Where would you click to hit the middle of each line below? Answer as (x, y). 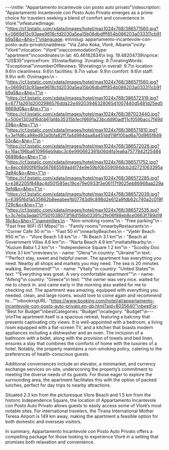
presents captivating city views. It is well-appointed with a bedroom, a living (84, 322)
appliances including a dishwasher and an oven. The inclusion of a (74, 333)
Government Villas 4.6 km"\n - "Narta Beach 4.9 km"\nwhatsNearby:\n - (80, 242)
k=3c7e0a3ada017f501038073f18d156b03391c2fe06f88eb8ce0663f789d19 (84, 215)
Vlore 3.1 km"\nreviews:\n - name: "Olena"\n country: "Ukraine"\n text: (78, 253)
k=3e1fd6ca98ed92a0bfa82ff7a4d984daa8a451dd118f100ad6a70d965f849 (83, 135)
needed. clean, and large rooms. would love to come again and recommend (83, 295)
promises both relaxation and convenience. (50, 442)
